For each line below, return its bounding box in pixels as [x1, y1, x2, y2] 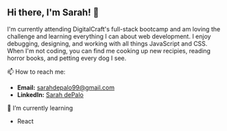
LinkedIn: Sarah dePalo [16, 90, 84, 99]
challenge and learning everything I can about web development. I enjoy [7, 32, 211, 40]
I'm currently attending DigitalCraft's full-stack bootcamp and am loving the [7, 25, 221, 33]
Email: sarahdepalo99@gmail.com [16, 83, 115, 91]
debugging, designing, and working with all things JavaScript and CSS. [7, 39, 208, 48]
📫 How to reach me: [7, 68, 66, 76]
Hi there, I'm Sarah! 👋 [7, 7, 99, 18]
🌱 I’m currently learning [7, 104, 73, 112]
